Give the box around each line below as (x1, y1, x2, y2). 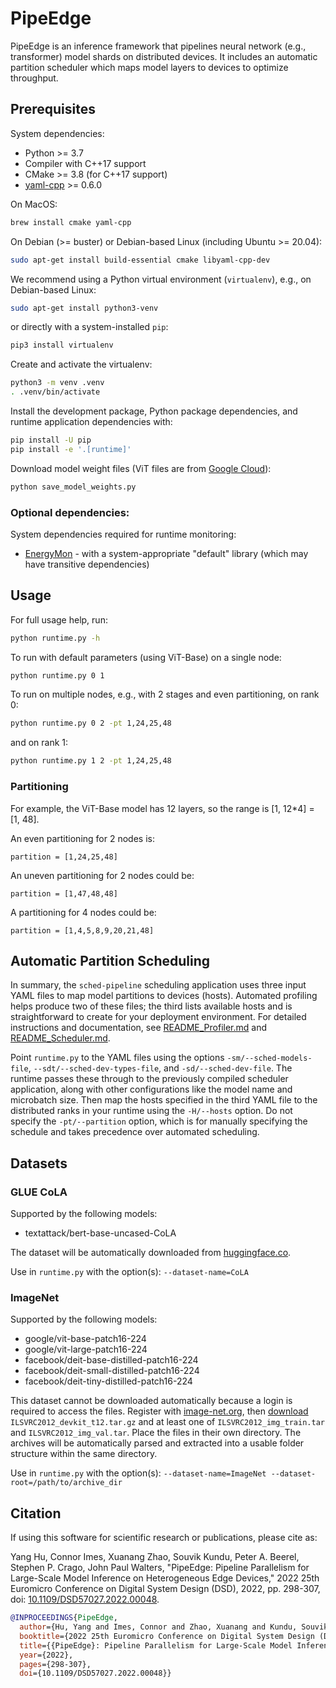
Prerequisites (10, 101, 96, 118)
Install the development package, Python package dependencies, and (10, 405, 298, 417)
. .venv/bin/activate (10, 387, 101, 397)
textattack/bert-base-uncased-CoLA (24, 1227, 177, 1239)
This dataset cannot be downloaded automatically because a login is (10, 1395, 293, 1407)
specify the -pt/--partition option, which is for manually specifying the (10, 1115, 308, 1127)
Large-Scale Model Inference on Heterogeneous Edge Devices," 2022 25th (10, 1572, 320, 1584)
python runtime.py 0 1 (10, 670, 105, 681)
